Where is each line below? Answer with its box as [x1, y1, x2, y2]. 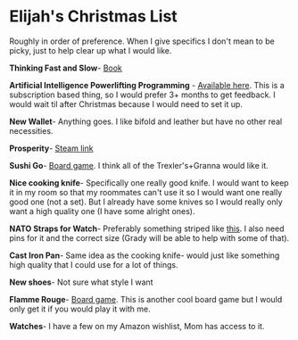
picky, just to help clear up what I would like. [9, 45, 172, 55]
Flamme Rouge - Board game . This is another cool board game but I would [9, 294, 283, 304]
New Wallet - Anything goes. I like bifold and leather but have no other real [9, 116, 283, 127]
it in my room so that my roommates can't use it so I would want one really [9, 187, 283, 197]
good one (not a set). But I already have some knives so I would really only [9, 196, 283, 207]
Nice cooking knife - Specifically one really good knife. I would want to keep [9, 177, 289, 188]
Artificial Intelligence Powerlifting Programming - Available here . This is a [9, 79, 286, 90]
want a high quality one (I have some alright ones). [9, 205, 195, 216]
